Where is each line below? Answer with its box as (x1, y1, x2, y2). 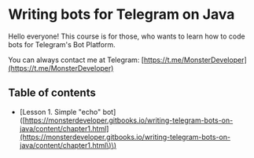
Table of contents (8, 86, 96, 100)
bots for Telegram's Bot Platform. (8, 39, 116, 49)
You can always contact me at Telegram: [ (8, 55, 144, 64)
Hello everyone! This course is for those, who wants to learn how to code (8, 31, 245, 41)
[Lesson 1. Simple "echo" (19, 107, 101, 116)
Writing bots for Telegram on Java (8, 6, 235, 24)
